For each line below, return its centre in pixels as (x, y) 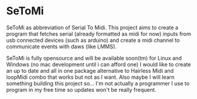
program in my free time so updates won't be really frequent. (81, 89)
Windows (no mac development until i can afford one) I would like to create (99, 64)
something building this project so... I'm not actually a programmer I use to (98, 83)
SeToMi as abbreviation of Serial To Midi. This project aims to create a (92, 27)
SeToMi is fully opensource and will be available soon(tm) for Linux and (94, 58)
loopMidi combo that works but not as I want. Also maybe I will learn (90, 77)
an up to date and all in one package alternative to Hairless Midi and (90, 70)
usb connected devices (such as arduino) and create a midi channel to (93, 40)
